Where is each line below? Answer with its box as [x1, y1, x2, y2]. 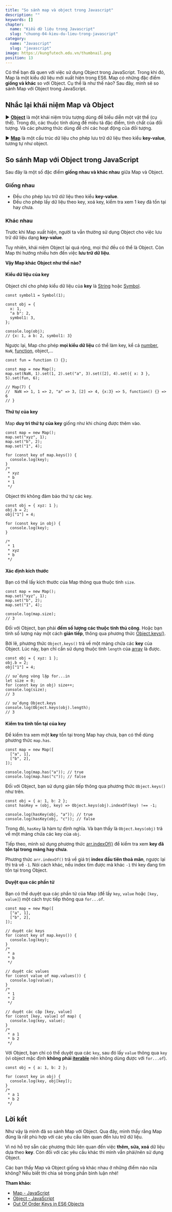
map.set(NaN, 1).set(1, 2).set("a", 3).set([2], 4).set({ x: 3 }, [5, 371, 150, 376]
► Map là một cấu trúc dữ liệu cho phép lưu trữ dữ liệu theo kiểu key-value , [5, 135, 166, 141]
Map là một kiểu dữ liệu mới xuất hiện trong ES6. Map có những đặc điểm [5, 75, 161, 81]
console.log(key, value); [10, 1018, 66, 1023]
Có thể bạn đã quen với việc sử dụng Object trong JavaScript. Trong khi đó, [5, 69, 165, 75]
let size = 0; [5, 678, 36, 683]
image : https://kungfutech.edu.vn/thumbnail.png [5, 50, 111, 55]
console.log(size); [5, 687, 47, 692]
